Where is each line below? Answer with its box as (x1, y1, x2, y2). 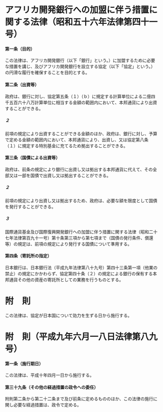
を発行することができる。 (5, 204, 56, 209)
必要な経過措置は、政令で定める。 (13, 402, 81, 408)
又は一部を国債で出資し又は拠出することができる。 (9, 173, 111, 178)
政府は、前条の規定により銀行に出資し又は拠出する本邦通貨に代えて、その (5, 166, 153, 172)
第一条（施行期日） (5, 361, 44, 366)
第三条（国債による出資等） (5, 155, 60, 160)
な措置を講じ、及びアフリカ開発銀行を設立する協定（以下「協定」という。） (5, 63, 156, 69)
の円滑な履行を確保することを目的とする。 (5, 70, 90, 76)
